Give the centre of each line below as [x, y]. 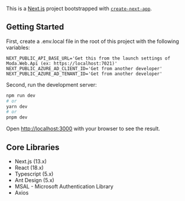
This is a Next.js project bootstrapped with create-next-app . [79, 9]
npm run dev [21, 95]
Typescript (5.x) [34, 174]
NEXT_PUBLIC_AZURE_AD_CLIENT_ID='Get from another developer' [84, 68]
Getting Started [35, 27]
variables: [18, 47]
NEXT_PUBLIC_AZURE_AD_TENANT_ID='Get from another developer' [84, 74]
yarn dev [17, 106]
